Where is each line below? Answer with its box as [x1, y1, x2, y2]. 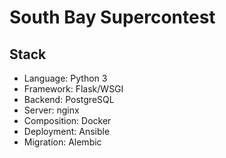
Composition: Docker [23, 115, 112, 126]
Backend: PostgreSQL [23, 94, 115, 105]
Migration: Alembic [23, 136, 102, 148]
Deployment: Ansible [23, 126, 111, 137]
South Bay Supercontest [9, 6, 216, 29]
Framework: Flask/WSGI [23, 83, 124, 95]
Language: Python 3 [23, 72, 108, 84]
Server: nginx [23, 104, 80, 116]
